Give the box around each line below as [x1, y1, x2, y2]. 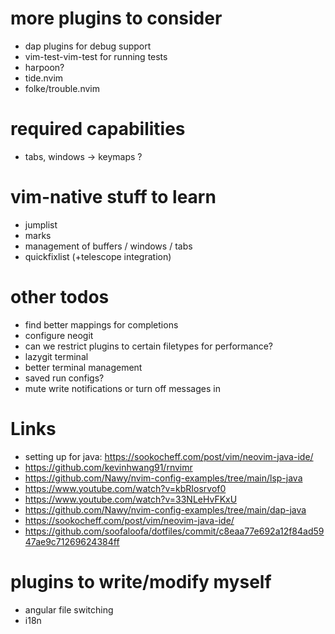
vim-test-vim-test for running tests [24, 50, 168, 62]
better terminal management [24, 361, 143, 373]
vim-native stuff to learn [10, 186, 217, 209]
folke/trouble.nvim [24, 82, 100, 94]
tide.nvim [24, 72, 64, 84]
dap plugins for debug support [24, 40, 152, 52]
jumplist [24, 218, 58, 231]
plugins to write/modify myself [10, 570, 272, 593]
